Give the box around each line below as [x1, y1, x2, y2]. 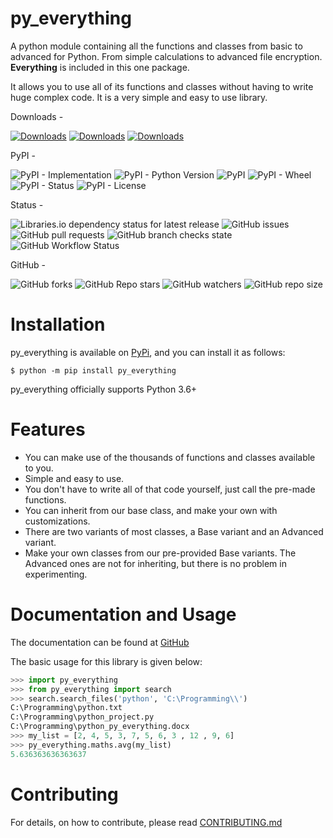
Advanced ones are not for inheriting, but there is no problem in [24, 557, 287, 569]
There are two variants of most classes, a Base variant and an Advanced [24, 525, 324, 537]
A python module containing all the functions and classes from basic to [10, 40, 303, 52]
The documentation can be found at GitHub [10, 636, 190, 648]
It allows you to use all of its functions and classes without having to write [10, 80, 314, 92]
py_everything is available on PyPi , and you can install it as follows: [10, 346, 286, 358]
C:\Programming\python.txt [10, 703, 123, 713]
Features [10, 418, 86, 441]
